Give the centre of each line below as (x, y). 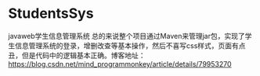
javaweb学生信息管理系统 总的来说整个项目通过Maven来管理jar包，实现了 (126, 36)
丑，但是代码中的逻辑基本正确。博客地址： (77, 55)
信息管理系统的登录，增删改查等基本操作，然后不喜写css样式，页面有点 (130, 45)
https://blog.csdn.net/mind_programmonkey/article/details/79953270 (120, 64)
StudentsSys (51, 14)
